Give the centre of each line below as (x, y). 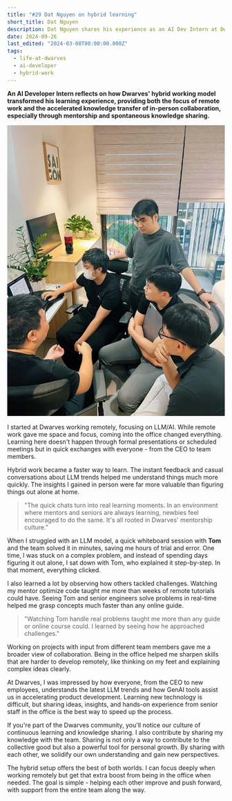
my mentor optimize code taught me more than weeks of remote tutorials (111, 590)
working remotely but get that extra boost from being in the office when (109, 775)
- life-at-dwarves (40, 59)
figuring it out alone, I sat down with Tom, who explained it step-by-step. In (114, 563)
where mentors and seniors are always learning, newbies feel (111, 512)
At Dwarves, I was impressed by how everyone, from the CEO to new (105, 682)
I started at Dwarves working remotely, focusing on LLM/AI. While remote (112, 427)
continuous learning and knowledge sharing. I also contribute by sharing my (115, 732)
